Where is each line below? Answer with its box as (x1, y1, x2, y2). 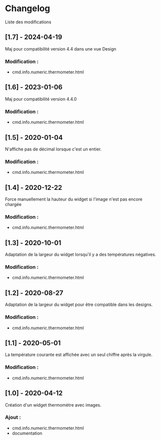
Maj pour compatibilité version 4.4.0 (5, 96, 77, 102)
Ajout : (5, 414, 21, 421)
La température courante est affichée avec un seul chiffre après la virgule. (5, 352, 153, 357)
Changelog (5, 3, 50, 14)
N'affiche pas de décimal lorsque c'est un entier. (5, 146, 102, 152)
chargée (5, 202, 22, 207)
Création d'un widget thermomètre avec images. (5, 402, 102, 408)
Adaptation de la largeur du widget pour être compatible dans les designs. (5, 302, 153, 307)
